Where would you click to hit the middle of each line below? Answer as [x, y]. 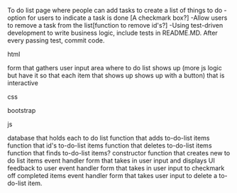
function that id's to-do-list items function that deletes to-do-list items [110, 145]
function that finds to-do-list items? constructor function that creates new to [119, 153]
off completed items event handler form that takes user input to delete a [112, 176]
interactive [23, 83]
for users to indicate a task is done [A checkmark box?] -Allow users [127, 18]
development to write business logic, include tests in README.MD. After [112, 33]
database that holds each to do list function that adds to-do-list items [109, 138]
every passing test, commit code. [56, 40]
